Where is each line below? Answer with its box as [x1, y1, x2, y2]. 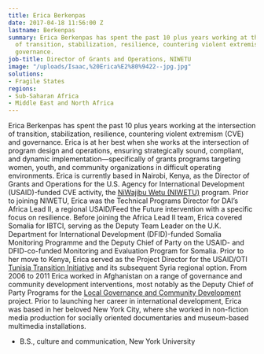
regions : [8, 84, 37, 93]
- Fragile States [8, 77, 65, 85]
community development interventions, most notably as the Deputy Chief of [8, 280, 254, 289]
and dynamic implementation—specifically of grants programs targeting [8, 154, 241, 164]
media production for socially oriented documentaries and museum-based [8, 313, 249, 323]
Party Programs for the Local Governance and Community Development [8, 288, 241, 297]
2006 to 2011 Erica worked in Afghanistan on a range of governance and [8, 271, 243, 281]
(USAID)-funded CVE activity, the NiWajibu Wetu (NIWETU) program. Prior [8, 188, 249, 197]
